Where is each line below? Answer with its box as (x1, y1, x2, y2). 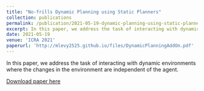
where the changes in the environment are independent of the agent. (6, 66, 179, 73)
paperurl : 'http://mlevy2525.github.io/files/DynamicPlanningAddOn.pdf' (6, 43, 194, 49)
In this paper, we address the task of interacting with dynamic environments (6, 59, 196, 67)
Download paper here (6, 77, 61, 85)
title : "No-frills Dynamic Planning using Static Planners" (6, 8, 162, 15)
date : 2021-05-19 (6, 32, 50, 38)
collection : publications (6, 15, 72, 21)
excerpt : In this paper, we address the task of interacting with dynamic (6, 25, 200, 32)
